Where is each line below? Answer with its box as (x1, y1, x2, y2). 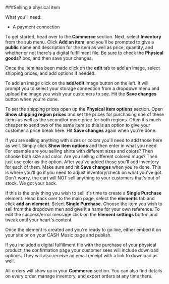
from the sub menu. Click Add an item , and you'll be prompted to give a (5, 39, 154, 45)
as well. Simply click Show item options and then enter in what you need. (5, 143, 158, 149)
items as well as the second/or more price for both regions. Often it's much (5, 117, 161, 123)
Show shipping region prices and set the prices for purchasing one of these (5, 111, 164, 117)
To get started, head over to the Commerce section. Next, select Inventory (5, 34, 161, 39)
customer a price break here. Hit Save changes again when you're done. (5, 127, 157, 133)
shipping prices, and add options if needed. (5, 70, 96, 76)
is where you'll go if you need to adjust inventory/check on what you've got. (5, 169, 163, 175)
